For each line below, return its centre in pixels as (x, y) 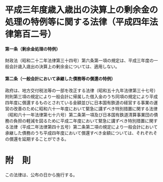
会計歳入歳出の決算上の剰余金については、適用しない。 (64, 66)
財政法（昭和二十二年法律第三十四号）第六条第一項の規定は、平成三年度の (79, 61)
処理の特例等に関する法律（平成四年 (77, 22)
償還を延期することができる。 (39, 139)
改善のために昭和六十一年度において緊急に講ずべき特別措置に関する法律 (85, 108)
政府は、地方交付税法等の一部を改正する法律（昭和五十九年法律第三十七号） (81, 90)
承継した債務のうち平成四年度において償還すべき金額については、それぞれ (79, 133)
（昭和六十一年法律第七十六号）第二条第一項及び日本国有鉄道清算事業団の (79, 115)
